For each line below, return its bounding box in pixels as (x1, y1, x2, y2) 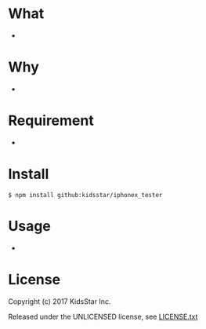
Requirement (8, 111, 94, 130)
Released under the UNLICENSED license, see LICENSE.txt (8, 312, 198, 321)
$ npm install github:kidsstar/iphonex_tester (8, 191, 163, 199)
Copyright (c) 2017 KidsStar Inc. (8, 296, 111, 306)
